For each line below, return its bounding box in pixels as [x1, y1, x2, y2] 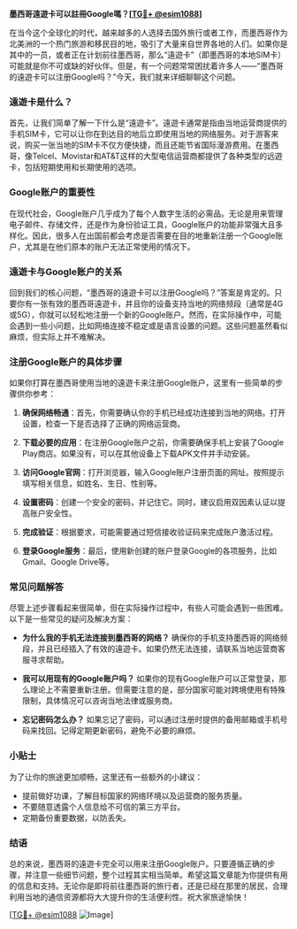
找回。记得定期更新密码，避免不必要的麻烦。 [37, 726, 201, 736]
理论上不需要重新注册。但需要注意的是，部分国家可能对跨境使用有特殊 [29, 685, 286, 695]
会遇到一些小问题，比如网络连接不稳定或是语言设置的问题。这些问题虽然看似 [9, 320, 288, 331]
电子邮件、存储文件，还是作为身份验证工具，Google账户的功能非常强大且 [9, 219, 276, 229]
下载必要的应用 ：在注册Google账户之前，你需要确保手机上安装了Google [21, 437, 285, 448]
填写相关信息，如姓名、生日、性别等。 [21, 478, 162, 489]
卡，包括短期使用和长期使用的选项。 [9, 162, 141, 173]
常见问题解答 [9, 581, 65, 594]
